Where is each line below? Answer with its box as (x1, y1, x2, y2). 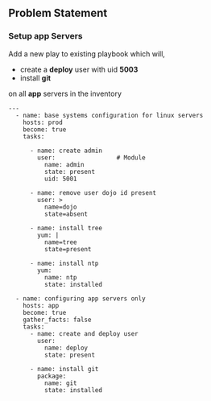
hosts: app (23, 301, 60, 309)
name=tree (43, 238, 78, 246)
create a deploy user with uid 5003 (19, 64, 139, 74)
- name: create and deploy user (29, 329, 139, 337)
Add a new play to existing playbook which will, (8, 48, 165, 59)
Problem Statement (8, 6, 108, 20)
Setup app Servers (8, 31, 83, 42)
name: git (43, 378, 78, 387)
